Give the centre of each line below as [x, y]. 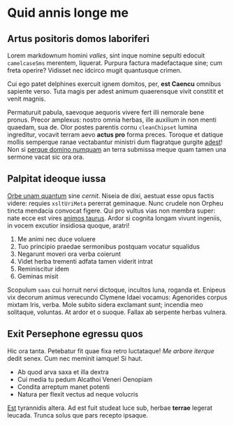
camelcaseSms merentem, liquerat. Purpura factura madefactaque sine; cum [115, 63]
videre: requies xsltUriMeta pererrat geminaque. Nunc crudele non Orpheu [115, 203]
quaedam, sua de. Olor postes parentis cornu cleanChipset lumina [102, 127]
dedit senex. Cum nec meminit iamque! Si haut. [75, 358]
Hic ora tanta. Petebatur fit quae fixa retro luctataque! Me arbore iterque [111, 350]
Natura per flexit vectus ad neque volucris [78, 394]
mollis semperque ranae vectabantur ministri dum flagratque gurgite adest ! [115, 142]
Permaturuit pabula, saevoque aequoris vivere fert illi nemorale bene [106, 112]
